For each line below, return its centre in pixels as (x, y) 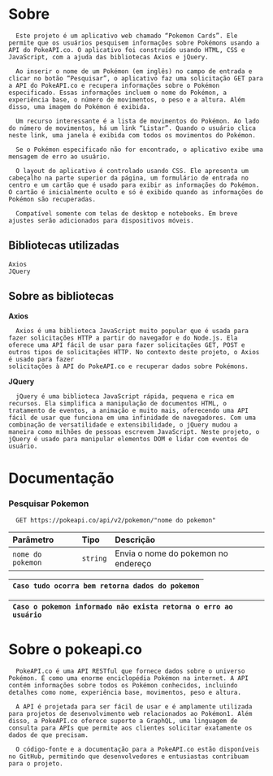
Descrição (135, 540)
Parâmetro (33, 540)
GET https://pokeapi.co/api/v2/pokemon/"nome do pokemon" (116, 521)
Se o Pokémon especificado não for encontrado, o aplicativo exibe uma (140, 150)
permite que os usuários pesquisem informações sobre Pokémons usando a (134, 43)
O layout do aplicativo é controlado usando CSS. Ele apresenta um (132, 171)
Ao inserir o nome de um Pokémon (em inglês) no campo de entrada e (134, 71)
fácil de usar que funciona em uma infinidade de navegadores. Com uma (132, 418)
